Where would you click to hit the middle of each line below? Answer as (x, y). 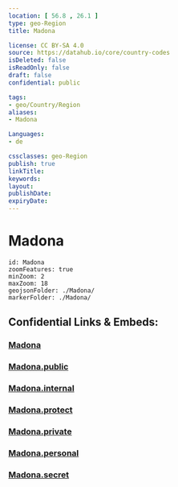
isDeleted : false (37, 60)
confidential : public (44, 83)
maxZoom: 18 (28, 283)
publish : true (32, 163)
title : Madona (32, 31)
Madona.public (38, 367)
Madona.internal (41, 389)
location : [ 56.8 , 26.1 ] (53, 16)
